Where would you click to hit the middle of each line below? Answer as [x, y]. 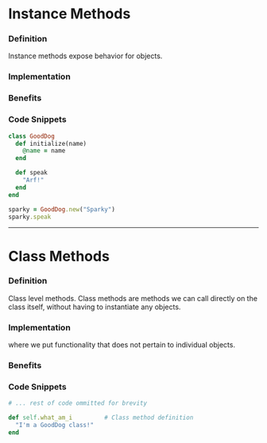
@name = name [44, 151]
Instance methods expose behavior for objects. [85, 56]
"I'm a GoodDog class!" [54, 425]
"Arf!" [33, 180]
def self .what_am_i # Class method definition [101, 418]
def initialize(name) [51, 143]
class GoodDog [32, 136]
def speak [31, 173]
